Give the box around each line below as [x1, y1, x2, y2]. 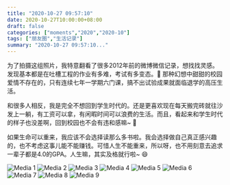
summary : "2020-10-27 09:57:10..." [7, 42, 109, 48]
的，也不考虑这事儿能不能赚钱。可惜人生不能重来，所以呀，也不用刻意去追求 [7, 141, 223, 150]
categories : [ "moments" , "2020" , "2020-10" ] [7, 29, 130, 36]
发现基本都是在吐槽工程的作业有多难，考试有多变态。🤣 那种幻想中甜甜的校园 [7, 70, 223, 78]
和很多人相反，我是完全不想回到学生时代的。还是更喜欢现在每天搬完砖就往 [7, 102, 217, 109]
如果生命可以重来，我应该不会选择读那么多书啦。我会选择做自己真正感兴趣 [7, 133, 217, 141]
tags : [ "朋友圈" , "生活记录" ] [7, 35, 84, 42]
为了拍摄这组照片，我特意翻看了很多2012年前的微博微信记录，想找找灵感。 [7, 61, 219, 69]
